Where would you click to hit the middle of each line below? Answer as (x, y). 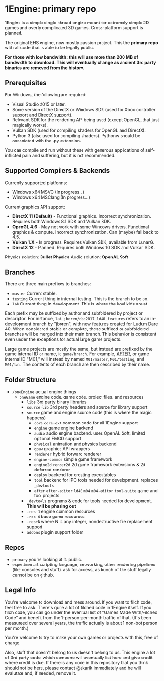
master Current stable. (34, 294)
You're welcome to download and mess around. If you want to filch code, (79, 602)
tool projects (47, 496)
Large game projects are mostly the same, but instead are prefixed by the (79, 349)
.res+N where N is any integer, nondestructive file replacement (90, 522)
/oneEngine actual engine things (44, 392)
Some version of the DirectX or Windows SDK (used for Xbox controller (84, 109)
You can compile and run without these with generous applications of (75, 150)
